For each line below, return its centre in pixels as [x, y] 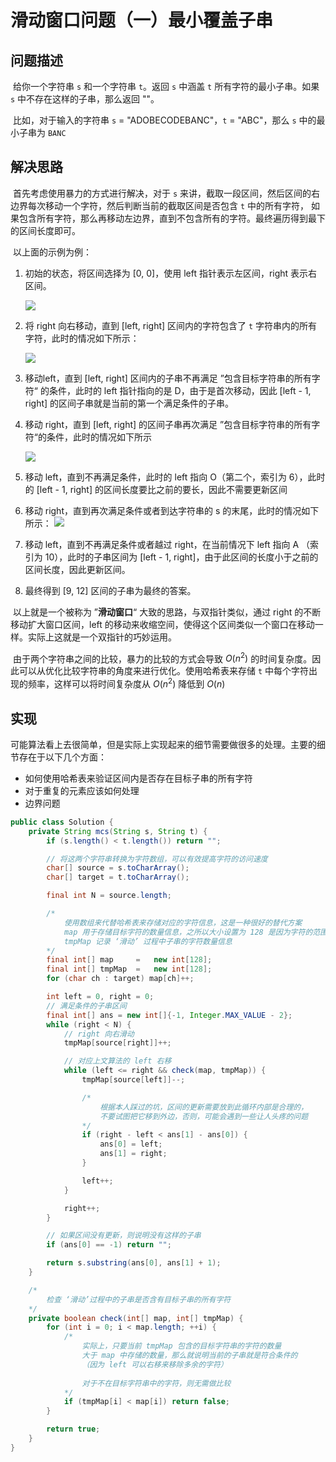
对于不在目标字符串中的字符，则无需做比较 [156, 1383]
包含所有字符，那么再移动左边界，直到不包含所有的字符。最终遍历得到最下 [172, 218]
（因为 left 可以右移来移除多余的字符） [154, 1364]
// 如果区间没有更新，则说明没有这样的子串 [124, 1236]
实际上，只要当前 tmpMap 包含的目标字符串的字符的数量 [181, 1346]
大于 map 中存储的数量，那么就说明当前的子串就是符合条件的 [189, 1356]
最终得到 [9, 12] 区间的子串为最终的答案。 [110, 590]
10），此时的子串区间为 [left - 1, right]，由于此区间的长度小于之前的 [181, 557]
